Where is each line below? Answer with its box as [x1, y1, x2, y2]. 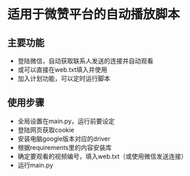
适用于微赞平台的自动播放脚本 [7, 6, 181, 23]
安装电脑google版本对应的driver [17, 134, 110, 143]
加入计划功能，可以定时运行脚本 [17, 75, 110, 82]
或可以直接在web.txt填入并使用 [17, 65, 108, 74]
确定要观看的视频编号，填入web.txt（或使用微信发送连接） [17, 152, 188, 161]
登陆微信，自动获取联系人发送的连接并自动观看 [17, 57, 153, 65]
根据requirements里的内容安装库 [17, 143, 112, 151]
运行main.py [17, 161, 53, 169]
